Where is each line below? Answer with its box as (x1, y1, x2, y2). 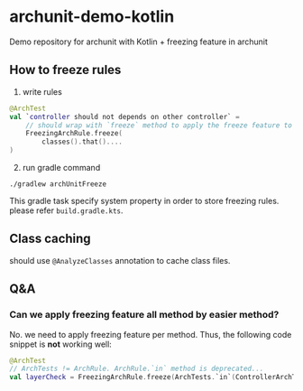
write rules (22, 86, 63, 97)
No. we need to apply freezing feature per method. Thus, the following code (9, 329, 292, 340)
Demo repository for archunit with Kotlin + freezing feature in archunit (9, 36, 269, 47)
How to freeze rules (9, 62, 122, 78)
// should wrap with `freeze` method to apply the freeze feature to (25, 120, 293, 130)
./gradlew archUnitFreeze (9, 180, 106, 189)
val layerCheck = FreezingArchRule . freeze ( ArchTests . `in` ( (9, 373, 236, 382)
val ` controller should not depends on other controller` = (9, 112, 241, 121)
